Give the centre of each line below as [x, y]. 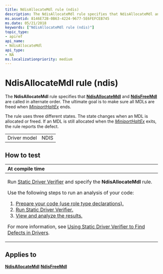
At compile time [26, 169]
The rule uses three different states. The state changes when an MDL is [77, 116]
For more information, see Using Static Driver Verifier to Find [76, 227]
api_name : [15, 41]
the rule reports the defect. [32, 127]
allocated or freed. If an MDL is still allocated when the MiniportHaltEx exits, [81, 121]
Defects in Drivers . [29, 233]
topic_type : [17, 32]
